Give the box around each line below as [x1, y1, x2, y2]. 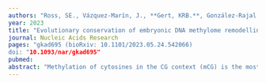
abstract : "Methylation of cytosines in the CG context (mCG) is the [8, 63, 243, 71]
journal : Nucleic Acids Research [8, 33, 119, 42]
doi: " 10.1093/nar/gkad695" [8, 48, 101, 56]
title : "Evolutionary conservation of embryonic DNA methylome [8, 26, 222, 34]
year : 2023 [8, 19, 44, 27]
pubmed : [8, 56, 34, 64]
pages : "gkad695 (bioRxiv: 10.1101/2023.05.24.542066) [8, 41, 193, 49]
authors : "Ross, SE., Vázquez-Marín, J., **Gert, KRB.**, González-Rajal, [8, 11, 260, 20]
